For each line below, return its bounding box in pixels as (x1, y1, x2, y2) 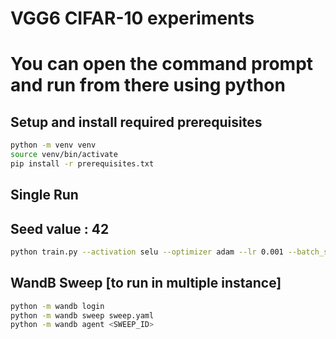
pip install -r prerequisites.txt (10, 158, 155, 169)
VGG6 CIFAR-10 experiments (10, 7, 255, 30)
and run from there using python (10, 74, 286, 97)
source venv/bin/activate (10, 150, 118, 160)
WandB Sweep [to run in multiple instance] (10, 275, 282, 292)
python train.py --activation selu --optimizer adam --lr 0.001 (10, 247, 284, 257)
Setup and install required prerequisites (10, 113, 263, 131)
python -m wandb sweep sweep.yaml (10, 310, 155, 321)
